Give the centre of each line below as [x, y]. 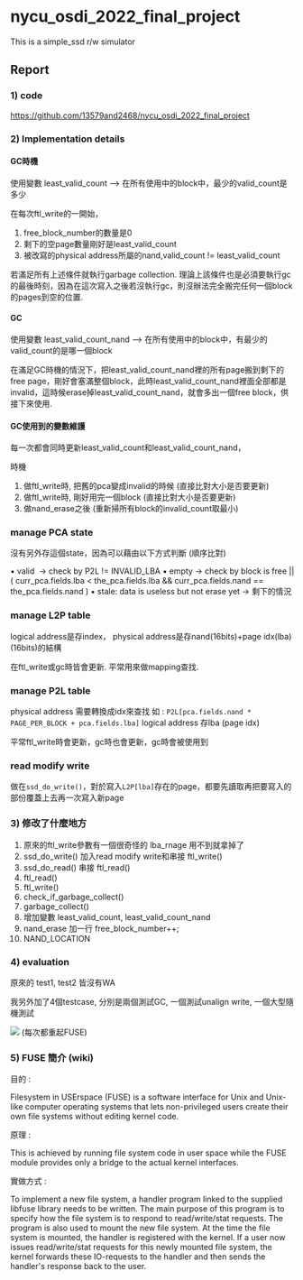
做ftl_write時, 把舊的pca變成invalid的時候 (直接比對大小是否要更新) [146, 486]
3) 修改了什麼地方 [49, 824]
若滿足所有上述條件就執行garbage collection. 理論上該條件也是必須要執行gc [151, 274]
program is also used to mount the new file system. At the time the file [140, 1228]
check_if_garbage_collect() [73, 897]
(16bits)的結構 [36, 648]
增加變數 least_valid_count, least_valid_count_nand [117, 916]
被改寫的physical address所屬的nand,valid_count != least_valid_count [151, 255]
